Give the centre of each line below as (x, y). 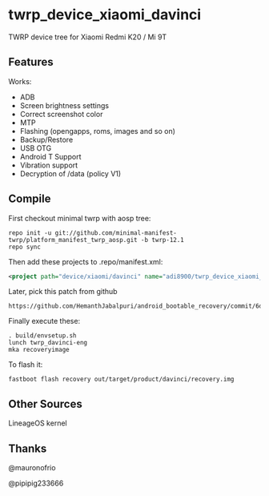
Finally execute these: (44, 321)
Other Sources (45, 403)
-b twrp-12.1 (162, 240)
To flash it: (26, 365)
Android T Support (50, 156)
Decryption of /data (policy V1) (70, 173)
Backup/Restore (46, 139)
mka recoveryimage (39, 350)
